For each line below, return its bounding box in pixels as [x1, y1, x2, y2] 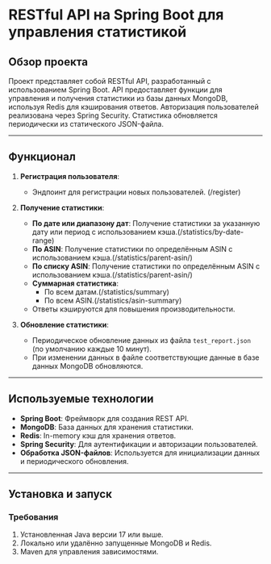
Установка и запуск [8, 487, 113, 501]
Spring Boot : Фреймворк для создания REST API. [19, 413, 190, 423]
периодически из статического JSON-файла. [8, 119, 164, 128]
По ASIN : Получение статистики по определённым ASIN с [31, 244, 233, 253]
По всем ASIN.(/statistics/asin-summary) [44, 295, 182, 305]
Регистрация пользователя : [19, 171, 119, 181]
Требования [8, 511, 59, 522]
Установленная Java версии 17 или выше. [19, 530, 164, 540]
